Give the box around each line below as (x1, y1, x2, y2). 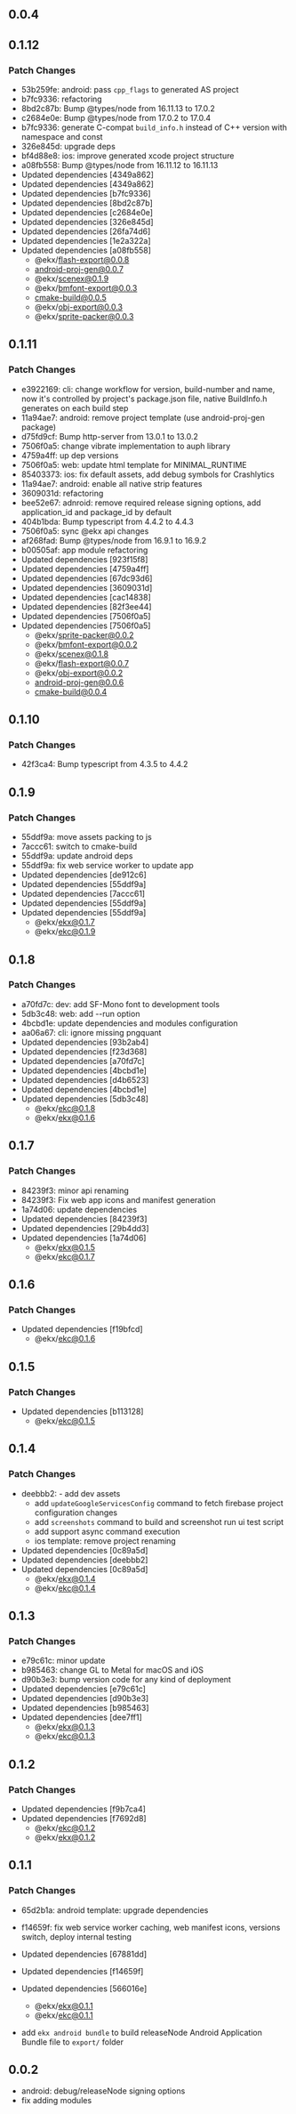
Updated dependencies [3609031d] (20, 582, 153, 593)
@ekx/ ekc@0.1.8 (34, 1102, 96, 1113)
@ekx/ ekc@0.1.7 (34, 1251, 95, 1262)
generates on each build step (20, 402, 129, 413)
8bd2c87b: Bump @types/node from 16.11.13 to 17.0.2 (20, 103, 215, 114)
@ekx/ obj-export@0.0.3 (34, 302, 124, 312)
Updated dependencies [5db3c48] (20, 1093, 148, 1104)
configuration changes (34, 1507, 117, 1518)
